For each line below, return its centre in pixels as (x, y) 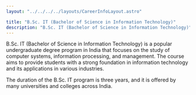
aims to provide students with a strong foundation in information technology (97, 62)
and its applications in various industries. (55, 69)
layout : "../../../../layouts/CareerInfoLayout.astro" (74, 11)
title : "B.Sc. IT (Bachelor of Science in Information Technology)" (91, 22)
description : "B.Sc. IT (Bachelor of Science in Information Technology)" (99, 27)
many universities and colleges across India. (59, 86)
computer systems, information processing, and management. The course (95, 57)
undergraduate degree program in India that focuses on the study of (88, 50)
